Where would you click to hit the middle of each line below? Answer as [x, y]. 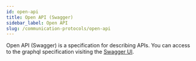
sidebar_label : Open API [37, 23]
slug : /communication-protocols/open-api [59, 28]
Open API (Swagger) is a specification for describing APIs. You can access [98, 45]
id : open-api [22, 12]
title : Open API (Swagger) [40, 17]
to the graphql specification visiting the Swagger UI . [70, 52]
